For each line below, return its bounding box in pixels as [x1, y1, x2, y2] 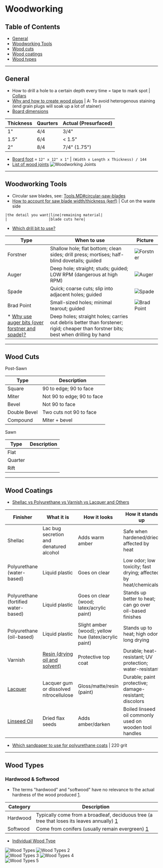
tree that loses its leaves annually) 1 [36, 818, 118, 824]
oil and [42, 656, 58, 663]
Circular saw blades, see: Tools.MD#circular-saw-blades [12, 193, 126, 198]
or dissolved [42, 686, 71, 692]
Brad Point [7, 302, 32, 309]
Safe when [123, 528, 148, 535]
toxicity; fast [123, 563, 151, 570]
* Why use [7, 313, 33, 320]
